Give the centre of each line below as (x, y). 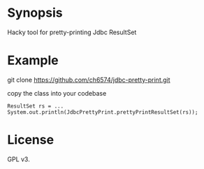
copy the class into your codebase (57, 93)
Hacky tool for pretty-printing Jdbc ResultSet (72, 32)
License (31, 140)
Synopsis (35, 13)
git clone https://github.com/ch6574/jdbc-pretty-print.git (89, 80)
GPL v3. (19, 159)
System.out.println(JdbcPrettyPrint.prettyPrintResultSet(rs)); (103, 112)
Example (33, 60)
